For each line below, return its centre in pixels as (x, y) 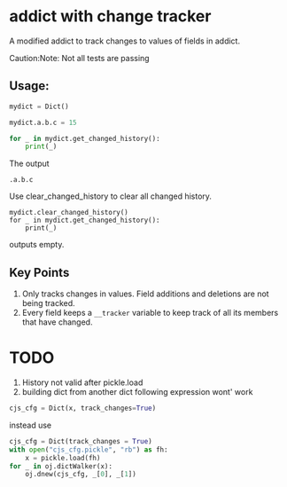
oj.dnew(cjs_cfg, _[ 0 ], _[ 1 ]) (81, 475)
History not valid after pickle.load (82, 382)
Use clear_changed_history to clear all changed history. (111, 196)
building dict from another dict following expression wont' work (137, 392)
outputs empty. (37, 245)
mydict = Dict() (39, 106)
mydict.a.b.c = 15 (43, 122)
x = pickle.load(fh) (63, 458)
